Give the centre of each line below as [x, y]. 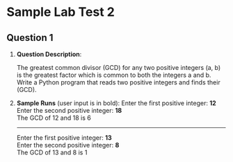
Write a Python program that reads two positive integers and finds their [118, 82]
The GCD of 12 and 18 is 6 [54, 118]
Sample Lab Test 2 [61, 12]
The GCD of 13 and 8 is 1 [52, 152]
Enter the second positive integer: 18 [69, 110]
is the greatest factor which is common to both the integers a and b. [114, 75]
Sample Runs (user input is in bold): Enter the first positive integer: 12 [116, 103]
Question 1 [30, 38]
